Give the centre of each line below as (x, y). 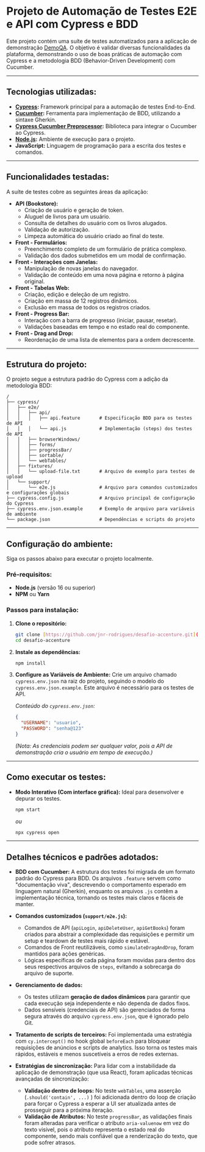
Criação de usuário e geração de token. (74, 210)
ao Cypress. (30, 132)
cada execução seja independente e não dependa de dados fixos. (107, 1003)
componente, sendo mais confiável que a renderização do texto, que (111, 1136)
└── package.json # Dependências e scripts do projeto (101, 520)
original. (34, 281)
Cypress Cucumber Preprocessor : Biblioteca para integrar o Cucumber (106, 126)
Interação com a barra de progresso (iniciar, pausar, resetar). (101, 320)
